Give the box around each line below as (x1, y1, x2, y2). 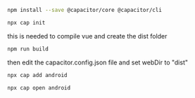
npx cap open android (7, 84, 71, 91)
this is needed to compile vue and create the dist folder (7, 31, 168, 40)
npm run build (7, 45, 49, 52)
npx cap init (7, 19, 46, 26)
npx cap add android (7, 71, 68, 78)
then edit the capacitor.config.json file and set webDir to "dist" (7, 58, 189, 66)
